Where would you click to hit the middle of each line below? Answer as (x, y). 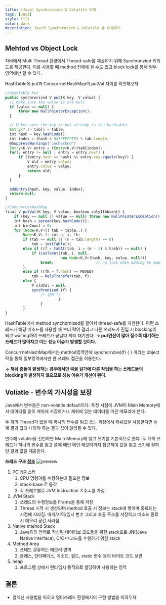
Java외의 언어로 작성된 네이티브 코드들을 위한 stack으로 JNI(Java (83, 532)
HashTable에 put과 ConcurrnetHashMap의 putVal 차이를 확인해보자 (72, 83)
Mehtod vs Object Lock (41, 48)
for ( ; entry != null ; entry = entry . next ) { (57, 152)
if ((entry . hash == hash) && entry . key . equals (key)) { (76, 157)
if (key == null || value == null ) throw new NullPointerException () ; (88, 216)
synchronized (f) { (51, 290)
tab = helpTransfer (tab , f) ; (62, 276)
